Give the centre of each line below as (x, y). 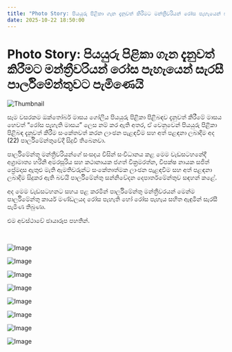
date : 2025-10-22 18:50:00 (46, 20)
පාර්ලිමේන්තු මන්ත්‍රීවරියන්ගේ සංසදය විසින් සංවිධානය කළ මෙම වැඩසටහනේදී (107, 154)
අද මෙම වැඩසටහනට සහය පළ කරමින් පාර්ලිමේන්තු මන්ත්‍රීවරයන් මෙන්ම (101, 191)
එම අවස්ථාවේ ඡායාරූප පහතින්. (48, 221)
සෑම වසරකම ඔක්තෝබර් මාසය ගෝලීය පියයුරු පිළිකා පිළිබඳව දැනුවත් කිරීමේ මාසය (115, 117)
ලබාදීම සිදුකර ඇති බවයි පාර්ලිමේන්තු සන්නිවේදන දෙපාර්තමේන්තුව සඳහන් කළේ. (112, 177)
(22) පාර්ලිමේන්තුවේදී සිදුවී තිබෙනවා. (56, 140)
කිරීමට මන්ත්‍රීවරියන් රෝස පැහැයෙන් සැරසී (115, 69)
